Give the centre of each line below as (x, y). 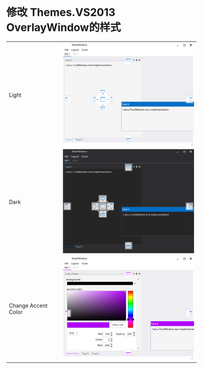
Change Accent (28, 305)
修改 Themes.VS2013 (61, 12)
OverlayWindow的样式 (63, 28)
